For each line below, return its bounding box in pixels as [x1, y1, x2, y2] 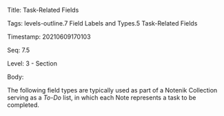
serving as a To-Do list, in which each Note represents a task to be [7, 93, 196, 101]
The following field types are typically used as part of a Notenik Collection [7, 86, 218, 94]
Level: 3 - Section [7, 59, 57, 68]
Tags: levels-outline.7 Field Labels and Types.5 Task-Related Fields [7, 19, 198, 27]
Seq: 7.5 [7, 46, 30, 54]
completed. [7, 101, 39, 109]
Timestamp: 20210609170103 [7, 32, 91, 41]
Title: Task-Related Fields [7, 6, 79, 14]
